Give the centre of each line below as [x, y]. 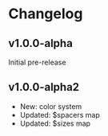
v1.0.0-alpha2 [44, 87]
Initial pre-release [37, 62]
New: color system [51, 106]
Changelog [46, 14]
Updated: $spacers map [60, 115]
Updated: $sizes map [55, 123]
